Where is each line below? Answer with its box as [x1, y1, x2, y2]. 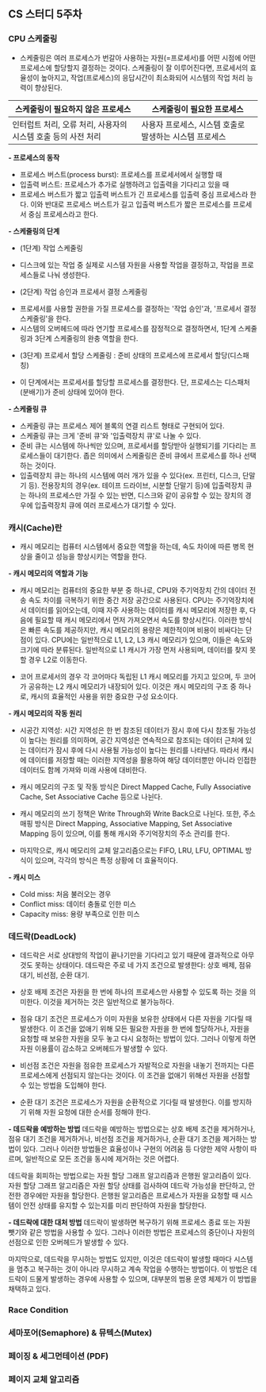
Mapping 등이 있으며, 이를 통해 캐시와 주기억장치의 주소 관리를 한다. [19, 829, 230, 838]
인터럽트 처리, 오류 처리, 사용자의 [12, 118, 127, 130]
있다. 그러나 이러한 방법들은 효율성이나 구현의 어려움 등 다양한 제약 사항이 [22, 1144, 249, 1154]
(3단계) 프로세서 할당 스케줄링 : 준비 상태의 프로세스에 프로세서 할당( [19, 350, 230, 360]
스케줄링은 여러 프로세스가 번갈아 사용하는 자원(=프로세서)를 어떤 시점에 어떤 [19, 52, 256, 62]
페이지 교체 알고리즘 [8, 1374, 80, 1385]
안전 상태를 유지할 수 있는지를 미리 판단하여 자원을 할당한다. [22, 1201, 207, 1210]
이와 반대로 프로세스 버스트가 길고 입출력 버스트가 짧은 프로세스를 [30, 199, 231, 209]
